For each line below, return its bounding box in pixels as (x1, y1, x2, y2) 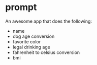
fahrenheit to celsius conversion (12, 49, 80, 55)
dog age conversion (12, 33, 55, 39)
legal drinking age (12, 44, 51, 50)
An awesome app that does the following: (5, 18, 92, 24)
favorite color (12, 38, 41, 44)
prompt (5, 2, 37, 13)
